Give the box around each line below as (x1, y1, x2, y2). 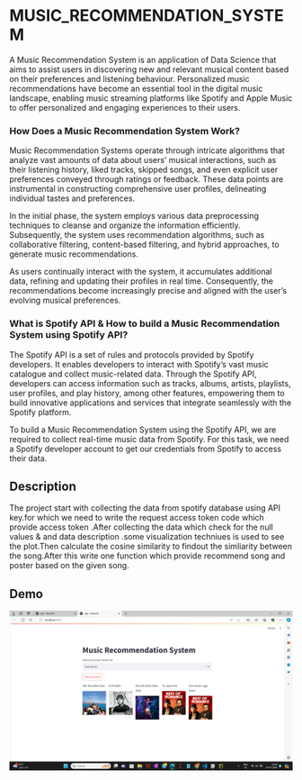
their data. (9, 452, 48, 464)
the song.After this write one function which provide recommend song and (9, 550, 286, 561)
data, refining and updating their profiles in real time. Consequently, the (9, 276, 274, 286)
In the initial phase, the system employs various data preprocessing (9, 211, 259, 222)
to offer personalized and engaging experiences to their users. (9, 102, 241, 113)
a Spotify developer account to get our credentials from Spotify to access (9, 443, 281, 454)
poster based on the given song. (9, 560, 129, 571)
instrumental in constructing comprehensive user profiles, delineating (9, 184, 267, 195)
